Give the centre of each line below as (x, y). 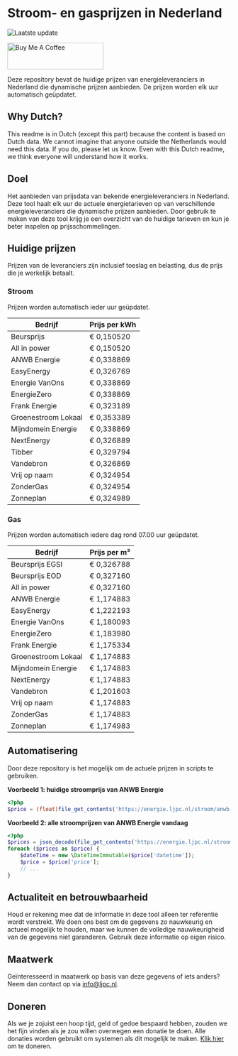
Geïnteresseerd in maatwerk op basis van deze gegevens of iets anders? (114, 976)
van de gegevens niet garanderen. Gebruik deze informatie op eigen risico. (117, 937)
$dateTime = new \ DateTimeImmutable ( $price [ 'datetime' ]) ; (107, 856)
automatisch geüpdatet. (42, 94)
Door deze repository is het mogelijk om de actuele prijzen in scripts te (110, 768)
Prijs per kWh (113, 325)
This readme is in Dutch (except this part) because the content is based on (116, 134)
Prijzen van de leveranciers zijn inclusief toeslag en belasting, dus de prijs (115, 266)
